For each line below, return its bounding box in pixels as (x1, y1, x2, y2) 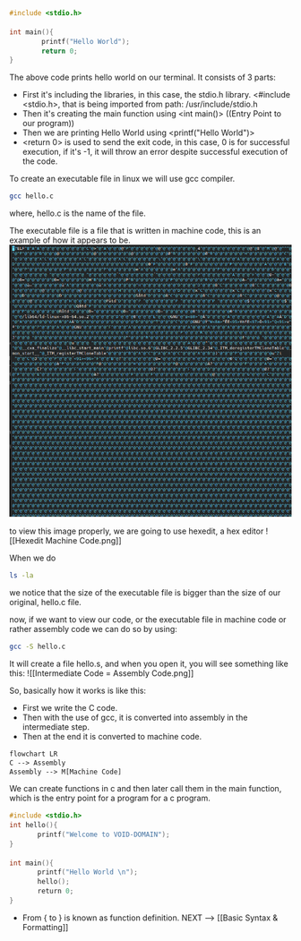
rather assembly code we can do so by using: (9, 624, 177, 635)
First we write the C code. (21, 703, 118, 714)
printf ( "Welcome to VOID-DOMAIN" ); (37, 830, 170, 839)
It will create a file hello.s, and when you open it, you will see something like (9, 658, 288, 670)
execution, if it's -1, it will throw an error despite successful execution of (21, 147, 288, 158)
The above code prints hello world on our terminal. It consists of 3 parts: (9, 72, 276, 83)
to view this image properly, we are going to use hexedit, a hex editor (9, 526, 264, 536)
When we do (9, 552, 56, 563)
